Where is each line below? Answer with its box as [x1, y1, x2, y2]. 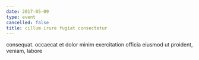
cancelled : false [6, 19, 49, 25]
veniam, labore [6, 48, 43, 55]
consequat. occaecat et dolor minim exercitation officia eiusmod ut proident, [6, 41, 193, 48]
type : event [6, 14, 36, 20]
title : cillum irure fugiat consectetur [6, 25, 108, 31]
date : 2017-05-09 [6, 8, 49, 15]
